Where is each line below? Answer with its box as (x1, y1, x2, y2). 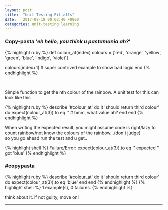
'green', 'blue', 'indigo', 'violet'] (5, 55, 68, 61)
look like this (5, 94, 31, 100)
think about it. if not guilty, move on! (5, 194, 79, 200)
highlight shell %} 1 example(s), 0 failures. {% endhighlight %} (5, 184, 133, 190)
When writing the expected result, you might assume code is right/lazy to (5, 124, 156, 130)
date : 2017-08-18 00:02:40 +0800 (5, 17, 79, 22)
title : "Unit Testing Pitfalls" (5, 12, 75, 17)
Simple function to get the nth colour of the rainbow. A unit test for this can (5, 89, 159, 95)
